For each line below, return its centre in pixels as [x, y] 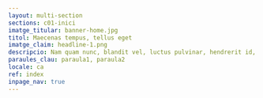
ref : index [26, 74]
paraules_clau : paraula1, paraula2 [67, 60]
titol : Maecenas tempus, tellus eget [70, 38]
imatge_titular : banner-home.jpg [63, 30]
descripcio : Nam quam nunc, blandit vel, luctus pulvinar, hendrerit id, [132, 52]
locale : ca [26, 67]
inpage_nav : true [37, 81]
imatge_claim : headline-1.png [58, 45]
